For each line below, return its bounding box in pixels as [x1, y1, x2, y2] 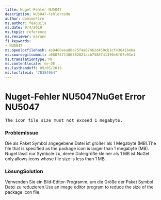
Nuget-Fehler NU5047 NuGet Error [5, 91, 145, 102]
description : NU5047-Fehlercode [5, 12, 70, 17]
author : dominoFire [5, 16, 45, 21]
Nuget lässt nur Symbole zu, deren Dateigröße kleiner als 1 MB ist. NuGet [5, 151, 150, 157]
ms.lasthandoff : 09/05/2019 [5, 66, 62, 71]
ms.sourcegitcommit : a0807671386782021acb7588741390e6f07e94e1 [5, 52, 136, 57]
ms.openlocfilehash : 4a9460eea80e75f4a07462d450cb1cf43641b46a [5, 48, 136, 52]
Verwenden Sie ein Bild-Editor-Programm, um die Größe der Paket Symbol [5, 179, 154, 185]
